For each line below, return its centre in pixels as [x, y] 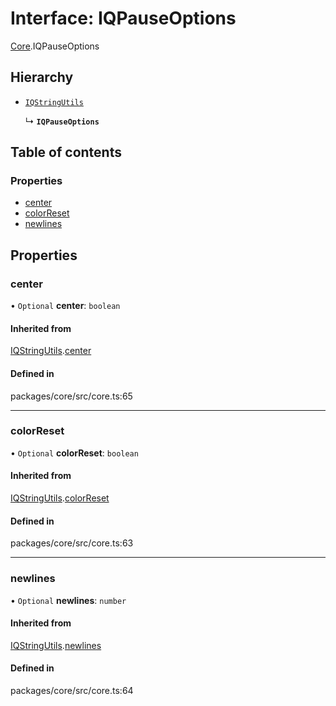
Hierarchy [42, 77]
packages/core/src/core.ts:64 [72, 690]
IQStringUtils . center [51, 351]
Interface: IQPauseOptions [123, 18]
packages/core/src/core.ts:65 [71, 396]
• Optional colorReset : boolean [74, 453]
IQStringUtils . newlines [56, 645]
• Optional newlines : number [68, 600]
